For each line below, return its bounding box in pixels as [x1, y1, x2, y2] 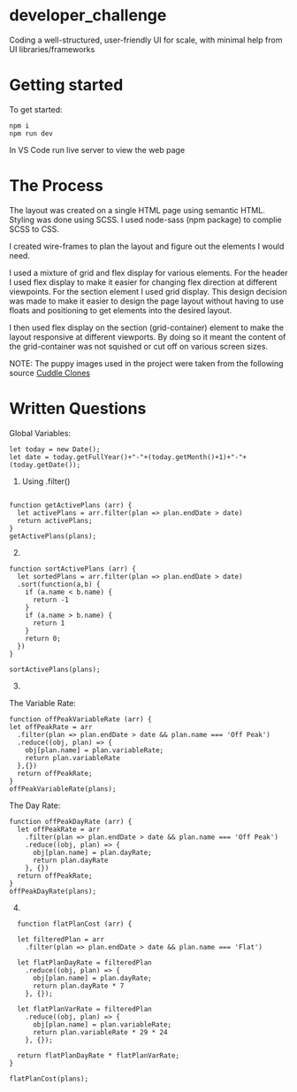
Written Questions [9, 399, 147, 419]
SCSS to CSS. [9, 223, 60, 235]
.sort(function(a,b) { [17, 580, 101, 588]
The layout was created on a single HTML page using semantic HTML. [9, 204, 265, 215]
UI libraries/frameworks [9, 43, 95, 54]
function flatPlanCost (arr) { [17, 919, 133, 928]
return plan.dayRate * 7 [32, 981, 125, 990]
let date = [9, 452, 49, 461]
